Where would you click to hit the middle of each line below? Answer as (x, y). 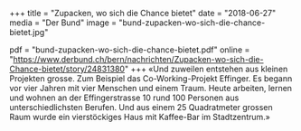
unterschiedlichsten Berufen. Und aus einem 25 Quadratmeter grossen (141, 107)
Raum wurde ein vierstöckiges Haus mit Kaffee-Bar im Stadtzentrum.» (140, 117)
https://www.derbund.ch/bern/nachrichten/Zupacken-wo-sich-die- (138, 59)
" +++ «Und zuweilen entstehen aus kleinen (206, 69)
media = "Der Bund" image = (63, 23)
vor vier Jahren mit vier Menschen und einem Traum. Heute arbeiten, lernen (150, 88)
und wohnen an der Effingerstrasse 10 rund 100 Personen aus (124, 98)
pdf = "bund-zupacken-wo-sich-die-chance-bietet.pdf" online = (130, 50)
